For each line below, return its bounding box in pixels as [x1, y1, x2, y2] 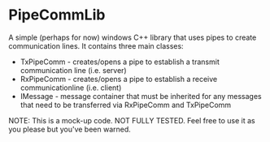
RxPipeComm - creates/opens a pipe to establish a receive [20, 74, 218, 84]
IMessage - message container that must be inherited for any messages [20, 91, 262, 101]
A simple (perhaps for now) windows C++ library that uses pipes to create [8, 32, 257, 42]
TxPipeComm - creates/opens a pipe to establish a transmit [20, 57, 220, 67]
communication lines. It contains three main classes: [8, 41, 185, 50]
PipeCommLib [8, 6, 106, 24]
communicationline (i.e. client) [20, 83, 122, 93]
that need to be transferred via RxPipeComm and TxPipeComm [20, 100, 232, 110]
